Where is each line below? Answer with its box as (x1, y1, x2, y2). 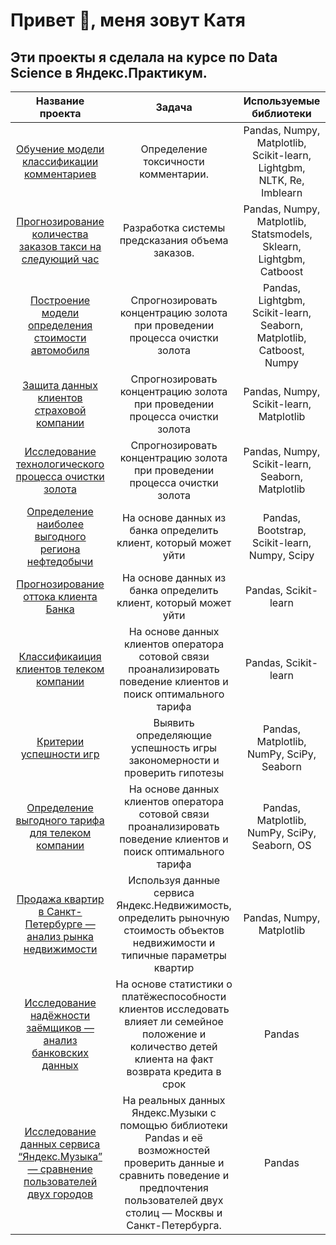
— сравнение (27, 1162, 93, 1176)
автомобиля (30, 344, 90, 357)
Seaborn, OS (251, 839, 312, 852)
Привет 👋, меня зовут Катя (10, 9, 246, 32)
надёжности (29, 1009, 91, 1022)
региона (39, 542, 81, 556)
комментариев (23, 167, 97, 181)
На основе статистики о (115, 977, 233, 991)
